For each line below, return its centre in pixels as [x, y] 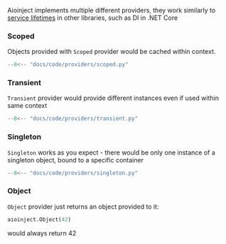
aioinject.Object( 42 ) [39, 219]
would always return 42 [42, 233]
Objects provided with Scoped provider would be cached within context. [112, 52]
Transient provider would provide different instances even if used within [113, 98]
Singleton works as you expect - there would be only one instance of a [111, 152]
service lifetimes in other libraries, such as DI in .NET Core [93, 18]
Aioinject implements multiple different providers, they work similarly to [112, 10]
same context [27, 106]
